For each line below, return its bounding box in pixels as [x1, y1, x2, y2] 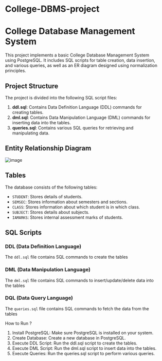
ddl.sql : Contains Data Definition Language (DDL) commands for [12, 104, 142, 110]
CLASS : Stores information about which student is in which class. [12, 204, 140, 210]
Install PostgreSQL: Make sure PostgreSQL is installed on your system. [12, 330, 154, 336]
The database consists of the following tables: [5, 184, 98, 190]
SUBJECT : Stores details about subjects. [12, 209, 90, 215]
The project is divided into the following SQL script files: [5, 95, 118, 100]
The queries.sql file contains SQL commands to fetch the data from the [5, 305, 149, 311]
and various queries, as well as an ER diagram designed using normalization [5, 62, 158, 69]
